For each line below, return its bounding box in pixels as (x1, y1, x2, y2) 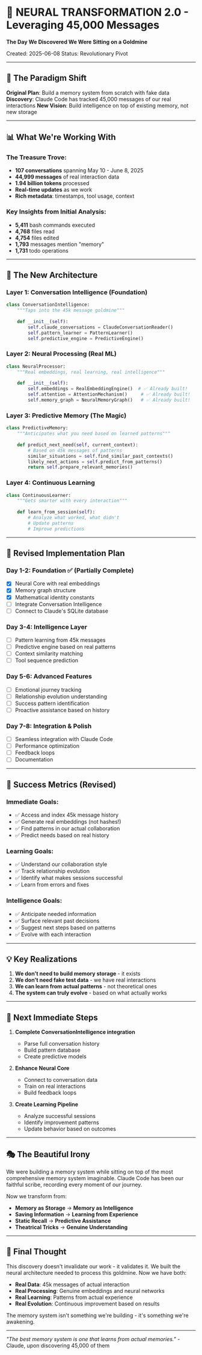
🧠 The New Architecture (6, 270, 98, 280)
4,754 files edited (14, 234, 59, 241)
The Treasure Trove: (6, 153, 67, 162)
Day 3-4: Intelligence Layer (6, 622, 87, 631)
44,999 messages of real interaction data (14, 173, 120, 180)
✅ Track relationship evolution (14, 868, 90, 875)
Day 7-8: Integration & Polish (6, 722, 92, 730)
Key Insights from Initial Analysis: (6, 207, 106, 216)
